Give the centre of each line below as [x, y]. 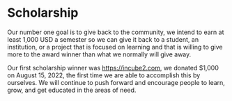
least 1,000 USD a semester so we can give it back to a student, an [103, 39]
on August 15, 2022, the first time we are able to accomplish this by [104, 75]
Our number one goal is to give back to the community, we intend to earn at [116, 32]
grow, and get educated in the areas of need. [72, 90]
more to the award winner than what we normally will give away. [99, 54]
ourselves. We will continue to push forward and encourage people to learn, [116, 82]
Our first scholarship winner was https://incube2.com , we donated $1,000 [113, 68]
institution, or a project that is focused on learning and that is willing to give [115, 47]
